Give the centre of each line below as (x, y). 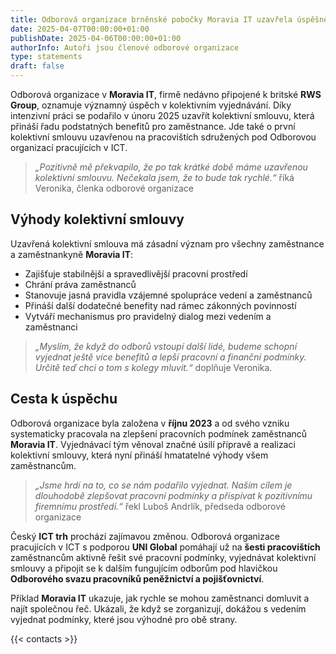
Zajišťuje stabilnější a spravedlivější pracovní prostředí (136, 273)
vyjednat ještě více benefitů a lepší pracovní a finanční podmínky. (170, 357)
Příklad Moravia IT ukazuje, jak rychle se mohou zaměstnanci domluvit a (160, 598)
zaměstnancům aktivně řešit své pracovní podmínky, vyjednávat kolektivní (163, 557)
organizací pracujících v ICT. (69, 147)
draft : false (37, 66)
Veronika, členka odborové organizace (114, 188)
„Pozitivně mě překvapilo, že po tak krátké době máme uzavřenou (171, 167)
